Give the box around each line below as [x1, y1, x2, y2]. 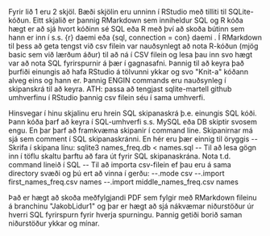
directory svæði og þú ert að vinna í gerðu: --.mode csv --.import [8, 169, 225, 178]
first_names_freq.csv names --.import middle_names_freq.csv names [8, 177, 239, 187]
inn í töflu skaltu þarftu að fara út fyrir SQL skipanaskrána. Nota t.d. [8, 151, 231, 161]
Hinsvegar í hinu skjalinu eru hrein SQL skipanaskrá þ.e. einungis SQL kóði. [8, 108, 257, 118]
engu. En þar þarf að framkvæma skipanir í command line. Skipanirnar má [8, 125, 253, 135]
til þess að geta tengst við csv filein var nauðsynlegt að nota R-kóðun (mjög [8, 41, 259, 51]
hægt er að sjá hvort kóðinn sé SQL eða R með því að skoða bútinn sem [8, 24, 245, 33]
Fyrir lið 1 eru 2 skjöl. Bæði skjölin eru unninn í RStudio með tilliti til [8, 7, 227, 16]
